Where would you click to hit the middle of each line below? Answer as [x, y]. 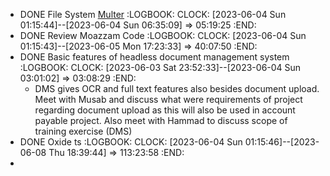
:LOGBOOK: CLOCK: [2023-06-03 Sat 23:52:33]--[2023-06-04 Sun [160, 67]
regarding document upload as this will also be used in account [165, 110]
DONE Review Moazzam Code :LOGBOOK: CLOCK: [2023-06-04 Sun [163, 35]
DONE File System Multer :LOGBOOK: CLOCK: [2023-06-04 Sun [153, 14]
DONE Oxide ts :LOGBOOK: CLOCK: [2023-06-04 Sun [131, 142]
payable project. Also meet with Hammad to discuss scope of [161, 120]
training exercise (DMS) [83, 131]
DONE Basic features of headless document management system [154, 57]
